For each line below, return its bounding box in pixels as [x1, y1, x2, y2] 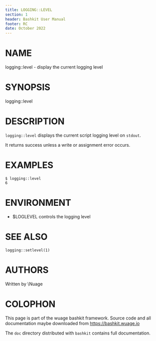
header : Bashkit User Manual [5, 17, 66, 22]
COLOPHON [5, 298, 56, 309]
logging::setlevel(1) [5, 247, 50, 253]
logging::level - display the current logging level [5, 64, 103, 70]
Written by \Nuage [5, 281, 43, 287]
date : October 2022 [5, 26, 46, 31]
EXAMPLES [5, 160, 53, 171]
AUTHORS [5, 264, 49, 275]
